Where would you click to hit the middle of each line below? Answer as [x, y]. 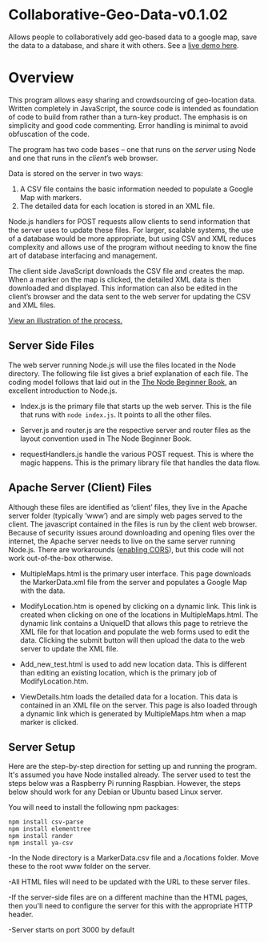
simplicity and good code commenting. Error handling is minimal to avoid [128, 125]
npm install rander [41, 836]
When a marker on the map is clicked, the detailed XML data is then [120, 279]
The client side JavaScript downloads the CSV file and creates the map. [127, 271]
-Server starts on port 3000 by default [71, 930]
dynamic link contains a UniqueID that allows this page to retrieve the [134, 623]
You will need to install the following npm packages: [94, 808]
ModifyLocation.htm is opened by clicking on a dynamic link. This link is [138, 606]
